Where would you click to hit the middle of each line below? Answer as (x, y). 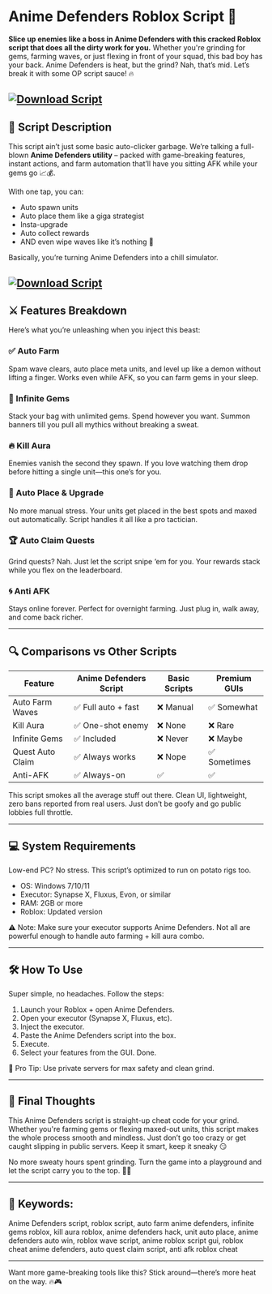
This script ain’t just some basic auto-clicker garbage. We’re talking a (124, 147)
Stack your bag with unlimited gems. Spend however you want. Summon (130, 416)
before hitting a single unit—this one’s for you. (85, 472)
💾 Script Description (60, 127)
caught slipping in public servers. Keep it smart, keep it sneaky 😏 (118, 1146)
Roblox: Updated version (61, 911)
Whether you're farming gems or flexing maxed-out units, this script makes (134, 1129)
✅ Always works (105, 756)
